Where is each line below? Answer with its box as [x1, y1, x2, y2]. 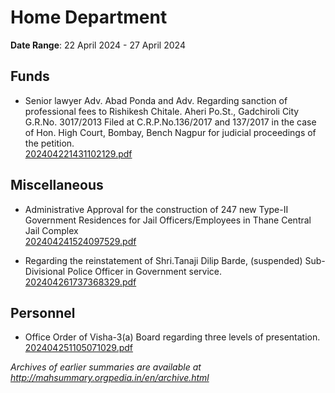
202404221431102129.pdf [24, 147, 133, 160]
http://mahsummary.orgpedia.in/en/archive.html [10, 372, 210, 384]
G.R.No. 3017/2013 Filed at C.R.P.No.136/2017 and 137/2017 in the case [24, 116, 317, 128]
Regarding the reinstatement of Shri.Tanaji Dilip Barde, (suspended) [24, 254, 303, 266]
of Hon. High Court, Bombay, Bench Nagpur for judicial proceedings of [24, 126, 317, 138]
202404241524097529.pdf [24, 235, 137, 247]
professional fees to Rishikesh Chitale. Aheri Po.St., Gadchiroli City [24, 105, 300, 117]
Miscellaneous [10, 177, 104, 194]
